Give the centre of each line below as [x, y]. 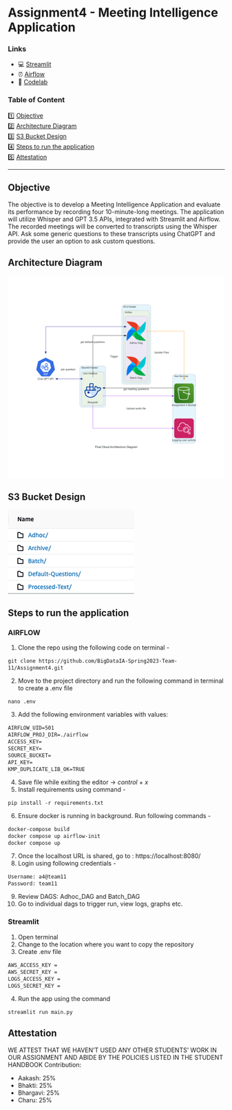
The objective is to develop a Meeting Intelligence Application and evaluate [114, 204]
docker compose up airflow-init [54, 837]
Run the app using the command [64, 998]
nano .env [22, 702]
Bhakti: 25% [35, 1085]
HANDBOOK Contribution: [45, 1064]
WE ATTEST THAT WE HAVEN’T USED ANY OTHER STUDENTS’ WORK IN [113, 1050]
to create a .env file [45, 688]
